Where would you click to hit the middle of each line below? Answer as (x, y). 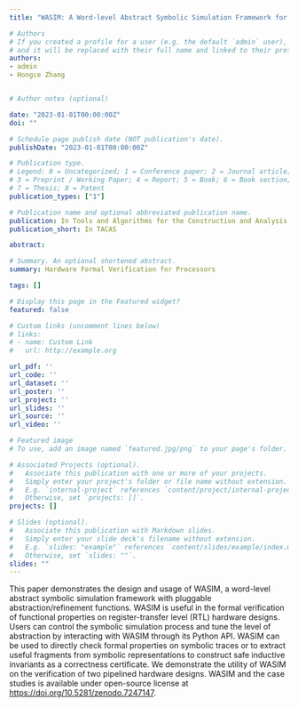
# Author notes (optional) (59, 99)
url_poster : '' (37, 391)
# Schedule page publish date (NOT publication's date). (117, 139)
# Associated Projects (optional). (75, 465)
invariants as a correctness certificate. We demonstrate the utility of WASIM (148, 664)
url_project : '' (39, 400)
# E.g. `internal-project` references (85, 490)
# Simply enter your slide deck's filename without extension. (132, 539)
